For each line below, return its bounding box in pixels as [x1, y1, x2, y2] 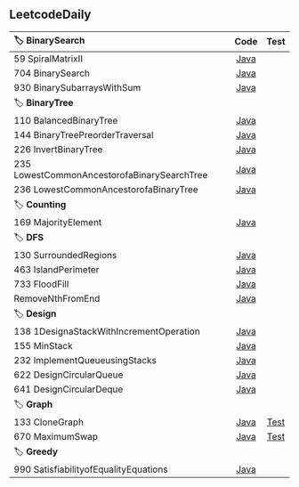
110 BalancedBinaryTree [13, 114, 118, 126]
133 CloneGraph [13, 416, 85, 428]
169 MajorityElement [13, 215, 102, 228]
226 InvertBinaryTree [13, 142, 103, 155]
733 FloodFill [13, 278, 69, 290]
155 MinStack [13, 339, 73, 352]
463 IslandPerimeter [13, 263, 100, 275]
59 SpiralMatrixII [13, 53, 83, 65]
